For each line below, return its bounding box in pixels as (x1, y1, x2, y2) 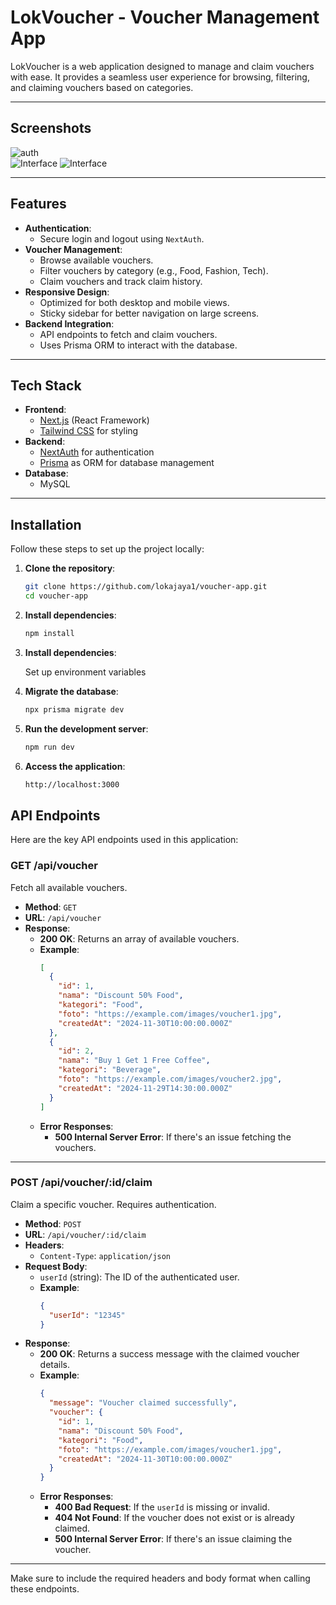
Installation (10, 516, 82, 533)
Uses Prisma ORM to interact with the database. (39, 339, 238, 351)
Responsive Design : (24, 286, 110, 298)
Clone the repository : (24, 562, 116, 575)
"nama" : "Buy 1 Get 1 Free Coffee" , (58, 1056, 211, 1066)
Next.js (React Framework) (39, 414, 150, 426)
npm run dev (24, 742, 75, 752)
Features (10, 196, 67, 213)
